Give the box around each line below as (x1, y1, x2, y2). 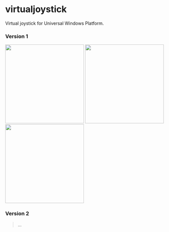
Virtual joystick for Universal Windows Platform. (5, 20, 104, 26)
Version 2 (5, 210, 29, 217)
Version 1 (5, 33, 29, 40)
